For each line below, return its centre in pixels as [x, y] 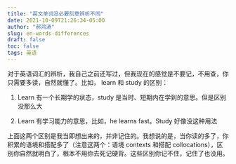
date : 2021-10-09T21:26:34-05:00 [56, 20]
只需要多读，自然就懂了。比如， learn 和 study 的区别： [88, 82]
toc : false [23, 46]
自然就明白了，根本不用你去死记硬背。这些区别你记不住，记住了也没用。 [124, 153]
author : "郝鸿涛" [31, 27]
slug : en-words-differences [48, 33]
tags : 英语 [22, 53]
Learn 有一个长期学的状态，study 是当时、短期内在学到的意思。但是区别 [122, 97]
